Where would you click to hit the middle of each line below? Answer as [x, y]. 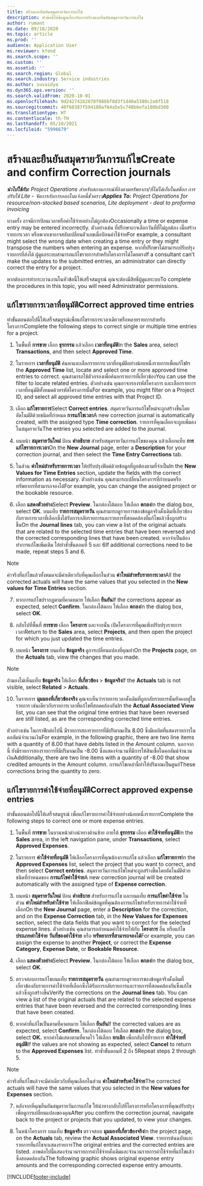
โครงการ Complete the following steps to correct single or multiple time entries [102, 326]
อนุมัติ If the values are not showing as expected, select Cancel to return [103, 1044]
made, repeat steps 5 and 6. [51, 551]
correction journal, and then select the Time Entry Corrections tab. [99, 454]
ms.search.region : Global [39, 74]
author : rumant [26, 23]
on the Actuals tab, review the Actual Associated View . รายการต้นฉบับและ [104, 1138]
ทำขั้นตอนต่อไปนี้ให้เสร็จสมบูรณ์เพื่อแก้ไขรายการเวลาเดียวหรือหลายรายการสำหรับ [86, 319]
